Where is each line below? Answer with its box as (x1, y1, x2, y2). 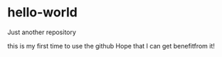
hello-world (7, 4, 78, 21)
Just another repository (7, 28, 77, 36)
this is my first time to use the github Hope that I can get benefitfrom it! (7, 41, 216, 50)
